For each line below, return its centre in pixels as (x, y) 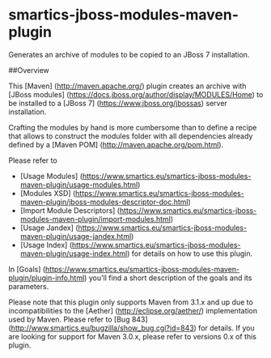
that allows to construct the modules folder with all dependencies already (131, 136)
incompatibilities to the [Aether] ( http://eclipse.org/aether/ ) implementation (133, 310)
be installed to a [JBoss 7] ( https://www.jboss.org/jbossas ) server (118, 103)
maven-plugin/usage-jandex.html (76, 236)
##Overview (29, 70)
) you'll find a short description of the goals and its (168, 278)
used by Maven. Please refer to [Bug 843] (78, 319)
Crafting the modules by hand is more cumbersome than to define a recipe (133, 127)
